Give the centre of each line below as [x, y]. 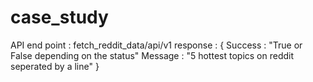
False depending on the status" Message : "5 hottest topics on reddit [152, 55]
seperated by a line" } [55, 66]
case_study [59, 17]
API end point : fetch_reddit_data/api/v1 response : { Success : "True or [156, 45]
